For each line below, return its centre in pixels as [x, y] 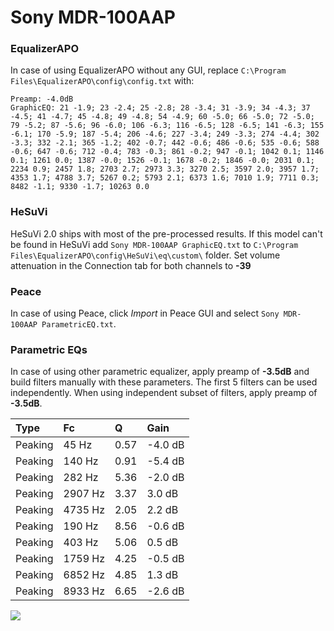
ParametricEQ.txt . [79, 324]
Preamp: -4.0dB [42, 99]
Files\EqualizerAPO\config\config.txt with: [102, 81]
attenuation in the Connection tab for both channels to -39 [131, 265]
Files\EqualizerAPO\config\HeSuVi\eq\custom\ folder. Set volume [145, 255]
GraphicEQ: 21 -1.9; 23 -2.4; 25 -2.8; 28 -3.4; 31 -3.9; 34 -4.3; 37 [160, 108]
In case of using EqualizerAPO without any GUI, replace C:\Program [148, 70]
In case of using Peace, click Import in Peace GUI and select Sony [145, 313]
